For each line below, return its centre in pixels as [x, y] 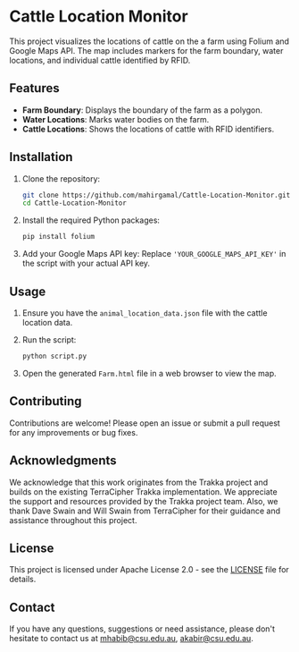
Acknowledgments [63, 461]
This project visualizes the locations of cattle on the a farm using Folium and [149, 41]
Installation [41, 157]
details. [23, 580]
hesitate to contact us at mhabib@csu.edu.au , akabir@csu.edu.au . [132, 639]
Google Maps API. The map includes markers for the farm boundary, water [146, 50]
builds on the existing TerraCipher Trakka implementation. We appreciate [144, 491]
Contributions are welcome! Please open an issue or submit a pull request [145, 423]
